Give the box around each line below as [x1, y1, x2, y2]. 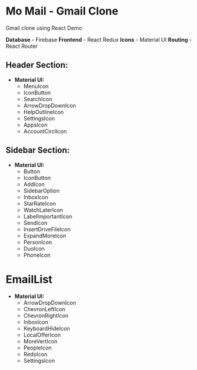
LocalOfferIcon [23, 331, 61, 339]
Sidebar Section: [5, 145, 70, 156]
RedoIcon [23, 350, 48, 358]
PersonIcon [23, 238, 53, 246]
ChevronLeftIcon [23, 305, 66, 312]
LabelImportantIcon [23, 213, 73, 220]
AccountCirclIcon [23, 127, 67, 134]
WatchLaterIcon [23, 206, 63, 213]
